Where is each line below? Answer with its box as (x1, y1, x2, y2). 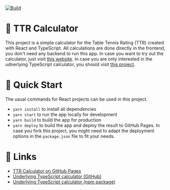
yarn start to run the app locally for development (12, 111, 117, 117)
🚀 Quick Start (5, 79, 63, 91)
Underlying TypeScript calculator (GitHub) (12, 173, 102, 179)
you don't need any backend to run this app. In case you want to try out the (5, 50, 164, 56)
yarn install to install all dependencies (12, 106, 96, 112)
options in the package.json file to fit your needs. (12, 133, 115, 139)
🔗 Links (5, 151, 37, 163)
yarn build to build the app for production (12, 116, 102, 123)
